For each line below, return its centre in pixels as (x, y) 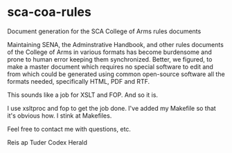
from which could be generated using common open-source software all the (116, 74)
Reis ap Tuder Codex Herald (47, 142)
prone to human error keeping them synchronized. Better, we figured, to (110, 59)
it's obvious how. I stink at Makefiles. (60, 116)
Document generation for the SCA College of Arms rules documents (104, 31)
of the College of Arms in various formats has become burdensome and (110, 52)
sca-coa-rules (49, 12)
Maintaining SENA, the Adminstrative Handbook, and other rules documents (115, 44)
